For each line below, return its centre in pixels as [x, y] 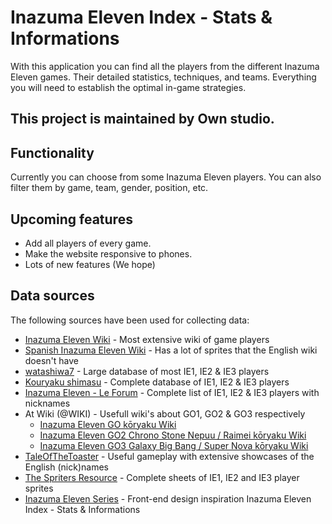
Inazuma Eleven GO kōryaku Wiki [108, 424]
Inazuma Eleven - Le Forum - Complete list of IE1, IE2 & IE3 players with [172, 392]
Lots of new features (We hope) [90, 264]
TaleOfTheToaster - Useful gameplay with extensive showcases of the [169, 456]
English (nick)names [66, 467]
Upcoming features [71, 219]
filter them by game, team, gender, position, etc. [109, 188]
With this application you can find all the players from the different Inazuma [165, 66]
